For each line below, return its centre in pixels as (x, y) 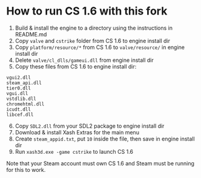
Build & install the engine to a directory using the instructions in (94, 28)
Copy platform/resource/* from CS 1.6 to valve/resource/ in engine (100, 47)
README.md (31, 34)
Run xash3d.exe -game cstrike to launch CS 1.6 (74, 151)
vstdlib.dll (21, 99)
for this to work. (26, 170)
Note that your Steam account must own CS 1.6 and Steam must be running (100, 163)
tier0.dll (19, 88)
